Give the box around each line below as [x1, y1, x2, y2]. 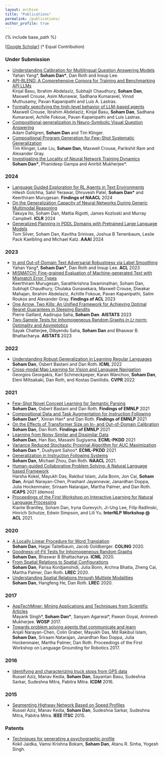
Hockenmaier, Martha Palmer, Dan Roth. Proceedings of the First [12, 640, 143, 646]
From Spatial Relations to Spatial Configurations [12, 559, 109, 565]
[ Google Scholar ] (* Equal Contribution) [5, 44, 85, 49]
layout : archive [5, 7, 38, 12]
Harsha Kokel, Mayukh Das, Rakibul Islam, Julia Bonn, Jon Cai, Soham [12, 473, 154, 479]
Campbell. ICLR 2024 [12, 215, 56, 221]
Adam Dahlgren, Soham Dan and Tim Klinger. [12, 129, 104, 135]
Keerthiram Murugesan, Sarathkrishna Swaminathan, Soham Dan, [12, 280, 144, 287]
